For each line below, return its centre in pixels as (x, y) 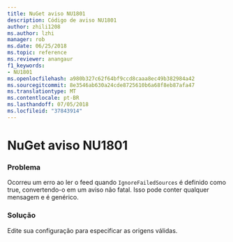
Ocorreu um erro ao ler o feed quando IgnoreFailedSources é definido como (117, 183)
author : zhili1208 (34, 27)
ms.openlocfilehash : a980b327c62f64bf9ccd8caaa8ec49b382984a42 (101, 78)
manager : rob (26, 40)
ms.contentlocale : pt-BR (43, 98)
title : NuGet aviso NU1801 (46, 14)
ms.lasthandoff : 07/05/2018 (48, 105)
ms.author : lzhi (31, 33)
